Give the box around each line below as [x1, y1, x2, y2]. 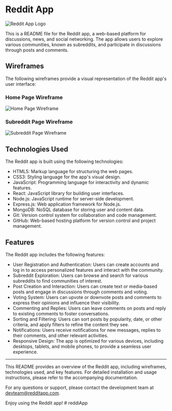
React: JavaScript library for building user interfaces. [12, 190, 124, 196]
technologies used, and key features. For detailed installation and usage [5, 369, 157, 375]
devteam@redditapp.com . [5, 389, 60, 396]
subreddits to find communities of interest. [12, 277, 102, 284]
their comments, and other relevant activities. [12, 332, 109, 339]
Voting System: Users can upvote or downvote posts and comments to [12, 294, 162, 300]
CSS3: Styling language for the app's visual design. [12, 174, 121, 180]
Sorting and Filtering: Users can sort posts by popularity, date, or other [12, 316, 162, 322]
